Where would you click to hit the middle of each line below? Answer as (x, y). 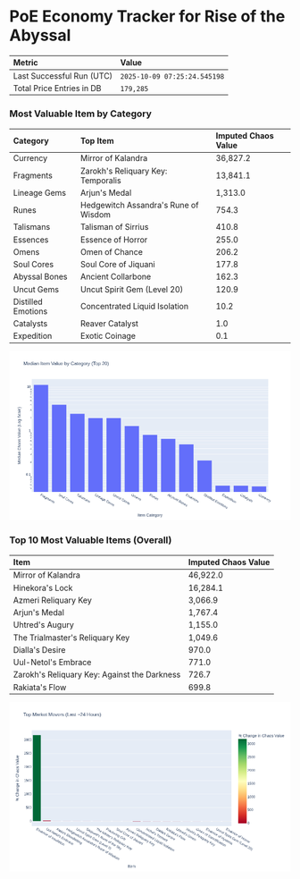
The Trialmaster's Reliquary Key (71, 638)
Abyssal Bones (40, 277)
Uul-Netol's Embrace (52, 663)
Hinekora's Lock (43, 587)
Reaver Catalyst (109, 324)
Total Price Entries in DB (57, 88)
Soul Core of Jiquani (117, 265)
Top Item (97, 140)
